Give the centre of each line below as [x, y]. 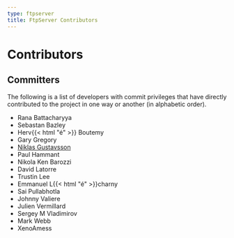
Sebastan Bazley [41, 125]
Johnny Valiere [39, 198]
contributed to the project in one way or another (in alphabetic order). [107, 104]
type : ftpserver [31, 14]
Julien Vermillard [41, 206]
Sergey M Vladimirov [47, 213]
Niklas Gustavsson [44, 147]
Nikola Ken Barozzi [44, 162]
